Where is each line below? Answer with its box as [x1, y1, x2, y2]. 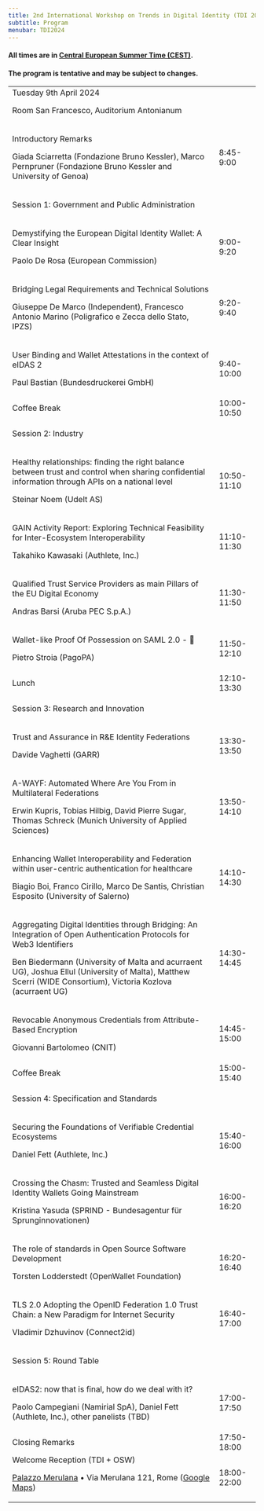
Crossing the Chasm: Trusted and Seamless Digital [12, 1178, 199, 1189]
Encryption [37, 1025, 78, 1036]
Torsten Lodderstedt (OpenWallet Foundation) [12, 1271, 182, 1282]
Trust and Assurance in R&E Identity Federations [12, 732, 190, 743]
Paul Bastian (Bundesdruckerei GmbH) [12, 377, 155, 388]
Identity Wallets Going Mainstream [12, 1187, 139, 1198]
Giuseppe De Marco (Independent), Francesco [12, 302, 185, 313]
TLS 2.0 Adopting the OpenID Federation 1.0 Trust [12, 1300, 199, 1311]
